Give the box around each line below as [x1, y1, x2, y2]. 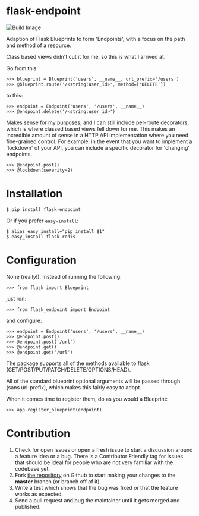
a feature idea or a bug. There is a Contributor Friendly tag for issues [14, 452, 184, 460]
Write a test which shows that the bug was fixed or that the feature [14, 484, 178, 491]
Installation [6, 187, 63, 200]
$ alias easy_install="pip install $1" [6, 228, 105, 234]
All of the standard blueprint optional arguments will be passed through [6, 377, 181, 385]
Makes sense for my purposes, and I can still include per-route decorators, [6, 119, 189, 126]
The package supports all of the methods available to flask [6, 360, 150, 367]
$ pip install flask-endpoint [6, 206, 81, 212]
